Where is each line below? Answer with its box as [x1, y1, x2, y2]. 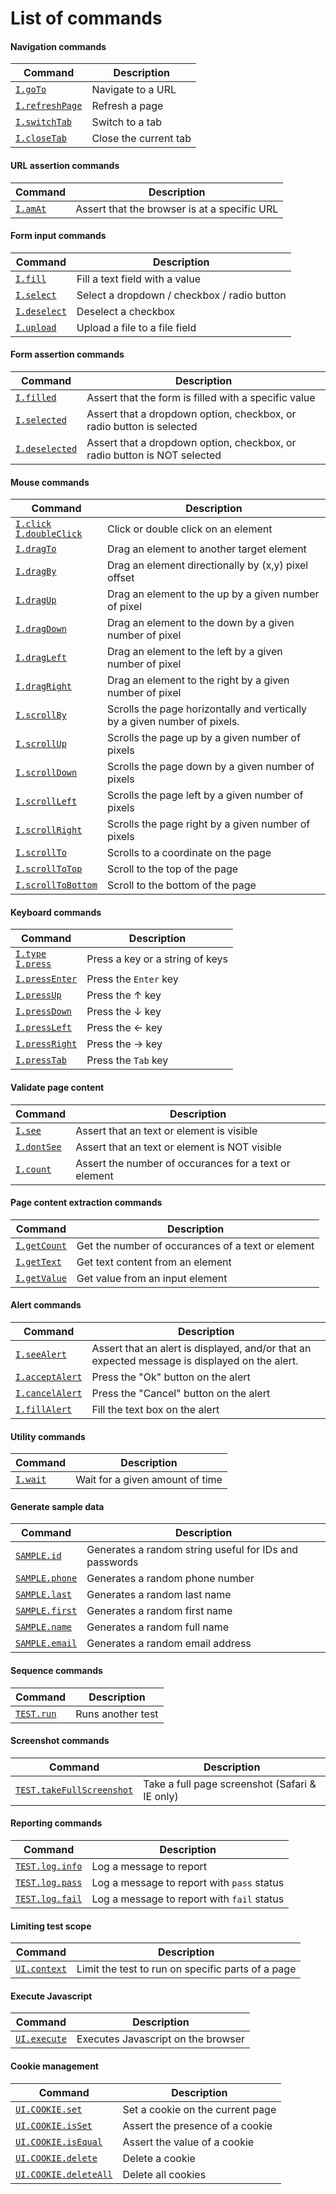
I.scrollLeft [15, 796, 78, 807]
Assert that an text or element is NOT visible [75, 1140, 282, 1154]
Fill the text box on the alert [91, 1403, 220, 1417]
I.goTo [15, 84, 47, 96]
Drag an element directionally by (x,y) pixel [106, 558, 309, 572]
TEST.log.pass [15, 1877, 83, 1889]
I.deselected [15, 443, 78, 454]
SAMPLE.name [15, 1622, 73, 1633]
